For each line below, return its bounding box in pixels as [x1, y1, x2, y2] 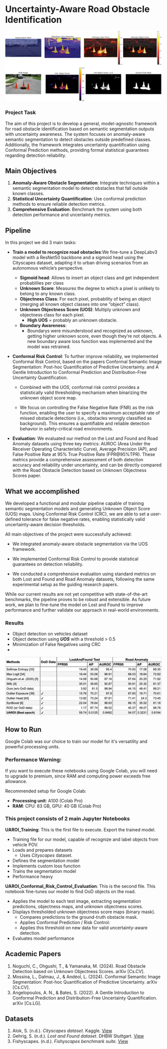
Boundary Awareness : [19, 323, 67, 329]
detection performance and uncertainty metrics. [12, 212, 111, 218]
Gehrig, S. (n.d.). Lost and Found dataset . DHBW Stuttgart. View [12, 1033, 144, 1039]
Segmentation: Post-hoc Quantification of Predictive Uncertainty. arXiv [12, 979, 158, 985]
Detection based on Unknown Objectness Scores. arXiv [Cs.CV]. [12, 968, 145, 974]
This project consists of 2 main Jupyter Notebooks [5, 815, 130, 822]
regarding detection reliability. [5, 152, 67, 158]
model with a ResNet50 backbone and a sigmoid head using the [12, 255, 144, 261]
